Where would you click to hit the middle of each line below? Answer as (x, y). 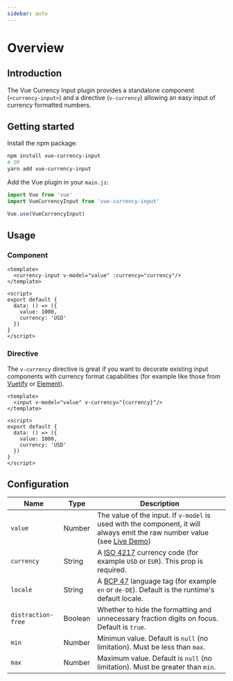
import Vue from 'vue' (40, 195)
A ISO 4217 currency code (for (148, 553)
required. (112, 570)
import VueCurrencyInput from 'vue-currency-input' (83, 201)
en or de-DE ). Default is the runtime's (156, 590)
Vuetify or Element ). (36, 383)
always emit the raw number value (153, 533)
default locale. (120, 598)
